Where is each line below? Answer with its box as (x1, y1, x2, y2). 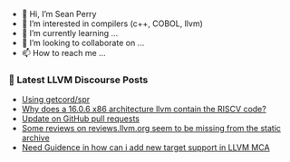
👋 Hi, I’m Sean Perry (21, 9, 97, 19)
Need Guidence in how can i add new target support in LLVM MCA (21, 142, 270, 153)
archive (21, 132, 51, 144)
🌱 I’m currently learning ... (21, 28, 119, 38)
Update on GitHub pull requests (21, 113, 140, 124)
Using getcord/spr (21, 94, 91, 105)
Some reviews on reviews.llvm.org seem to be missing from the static (21, 123, 282, 134)
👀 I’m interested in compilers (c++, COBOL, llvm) (21, 18, 203, 29)
